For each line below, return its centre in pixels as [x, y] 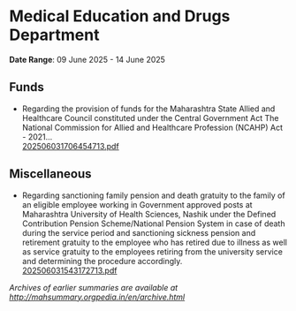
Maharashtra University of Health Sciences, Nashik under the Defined [149, 214]
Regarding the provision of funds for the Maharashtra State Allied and [148, 109]
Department [54, 35]
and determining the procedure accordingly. [102, 261]
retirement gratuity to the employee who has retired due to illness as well [154, 242]
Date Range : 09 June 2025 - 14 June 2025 [87, 59]
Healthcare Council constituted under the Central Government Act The [150, 118]
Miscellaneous [50, 174]
